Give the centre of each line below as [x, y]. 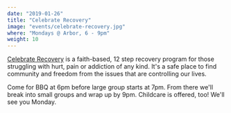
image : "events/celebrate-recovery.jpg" [67, 26]
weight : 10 [23, 40]
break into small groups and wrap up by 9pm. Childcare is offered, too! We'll [116, 95]
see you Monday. [32, 102]
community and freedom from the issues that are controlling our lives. [107, 74]
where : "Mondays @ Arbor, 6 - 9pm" [59, 33]
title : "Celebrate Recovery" [49, 20]
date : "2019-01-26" [35, 14]
